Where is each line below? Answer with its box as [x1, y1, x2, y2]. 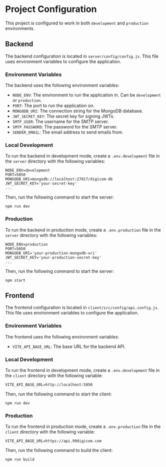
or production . [12, 97, 42, 103]
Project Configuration [5, 3, 97, 15]
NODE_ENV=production [5, 241, 48, 247]
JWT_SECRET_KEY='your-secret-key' [5, 181, 77, 186]
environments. [5, 25, 35, 31]
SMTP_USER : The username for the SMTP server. [12, 118, 109, 124]
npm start [5, 277, 26, 283]
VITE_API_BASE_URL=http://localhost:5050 [5, 382, 93, 387]
